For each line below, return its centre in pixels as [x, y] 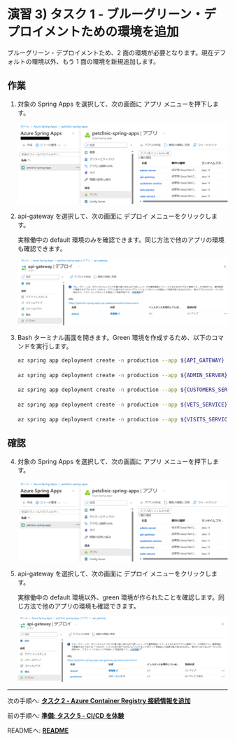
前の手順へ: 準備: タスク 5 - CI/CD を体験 [66, 716]
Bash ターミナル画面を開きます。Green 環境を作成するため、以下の [114, 337]
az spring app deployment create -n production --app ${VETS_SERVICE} [122, 405]
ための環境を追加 [130, 32]
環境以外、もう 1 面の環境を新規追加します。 [95, 61]
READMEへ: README [38, 730]
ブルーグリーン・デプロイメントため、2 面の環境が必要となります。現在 [111, 53]
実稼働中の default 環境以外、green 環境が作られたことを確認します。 [118, 597]
